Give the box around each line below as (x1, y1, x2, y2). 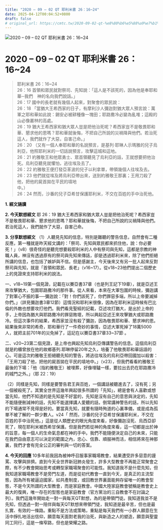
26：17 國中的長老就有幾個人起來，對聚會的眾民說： (16, 100, 121, 105)
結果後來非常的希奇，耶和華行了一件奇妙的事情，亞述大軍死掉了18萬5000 (5, 324, 152, 330)
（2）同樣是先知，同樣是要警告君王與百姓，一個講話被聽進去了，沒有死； (5, 381, 152, 387)
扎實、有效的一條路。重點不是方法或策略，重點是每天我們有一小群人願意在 (5, 508, 154, 513)
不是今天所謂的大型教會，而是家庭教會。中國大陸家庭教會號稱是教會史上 (13, 483, 158, 489)
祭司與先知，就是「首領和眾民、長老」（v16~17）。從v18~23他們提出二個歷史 (5, 265, 157, 271)
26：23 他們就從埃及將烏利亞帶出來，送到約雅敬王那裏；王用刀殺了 (16, 173, 152, 179)
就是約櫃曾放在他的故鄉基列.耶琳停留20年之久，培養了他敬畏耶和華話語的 (5, 347, 152, 352)
